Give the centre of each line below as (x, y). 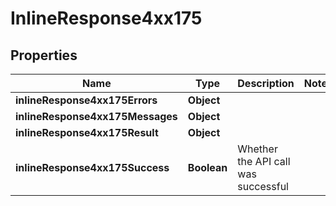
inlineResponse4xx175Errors (86, 100)
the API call (264, 161)
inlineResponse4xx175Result (87, 132)
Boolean (207, 167)
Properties (44, 55)
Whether (257, 149)
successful (263, 186)
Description (266, 83)
